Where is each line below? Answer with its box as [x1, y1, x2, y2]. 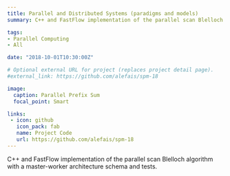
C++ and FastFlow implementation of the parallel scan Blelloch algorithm [7, 155, 213, 163]
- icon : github [10, 117, 54, 124]
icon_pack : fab [16, 123, 60, 131]
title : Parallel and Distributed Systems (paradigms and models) [7, 10, 198, 17]
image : [7, 85, 26, 92]
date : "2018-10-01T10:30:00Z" [7, 54, 94, 61]
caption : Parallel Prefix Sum [13, 91, 100, 98]
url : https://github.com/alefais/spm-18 [16, 136, 134, 143]
